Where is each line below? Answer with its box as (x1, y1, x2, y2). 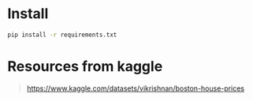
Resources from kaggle (7, 58, 163, 75)
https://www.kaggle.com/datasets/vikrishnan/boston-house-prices (26, 84, 245, 93)
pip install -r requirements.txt (7, 31, 117, 39)
